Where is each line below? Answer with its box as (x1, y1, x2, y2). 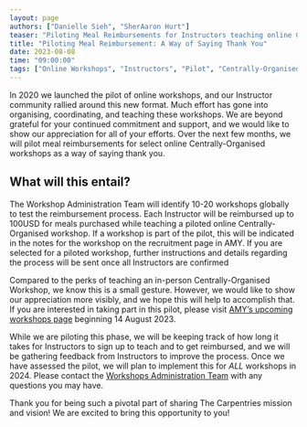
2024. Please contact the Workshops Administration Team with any (9, 369, 263, 380)
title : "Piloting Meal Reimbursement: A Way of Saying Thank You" (9, 38, 268, 48)
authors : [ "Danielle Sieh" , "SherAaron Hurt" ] (9, 22, 190, 31)
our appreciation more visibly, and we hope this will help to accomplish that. (9, 294, 295, 304)
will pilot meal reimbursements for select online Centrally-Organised (9, 138, 266, 149)
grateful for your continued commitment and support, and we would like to (9, 118, 290, 129)
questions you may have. (9, 379, 104, 390)
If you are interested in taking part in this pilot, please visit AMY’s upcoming (9, 304, 293, 315)
